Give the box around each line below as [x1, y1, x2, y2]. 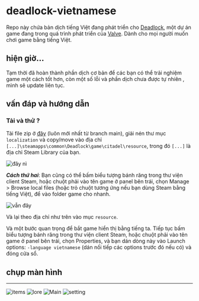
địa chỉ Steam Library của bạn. [6, 149, 81, 156]
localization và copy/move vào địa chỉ [6, 136, 102, 143]
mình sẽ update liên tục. [6, 82, 65, 89]
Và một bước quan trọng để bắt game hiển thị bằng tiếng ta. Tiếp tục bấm [6, 225, 185, 232]
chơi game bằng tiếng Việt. [6, 36, 72, 43]
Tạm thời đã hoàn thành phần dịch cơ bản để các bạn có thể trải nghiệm [6, 69, 182, 76]
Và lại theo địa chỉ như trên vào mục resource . [6, 213, 118, 221]
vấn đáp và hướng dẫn [6, 99, 90, 109]
